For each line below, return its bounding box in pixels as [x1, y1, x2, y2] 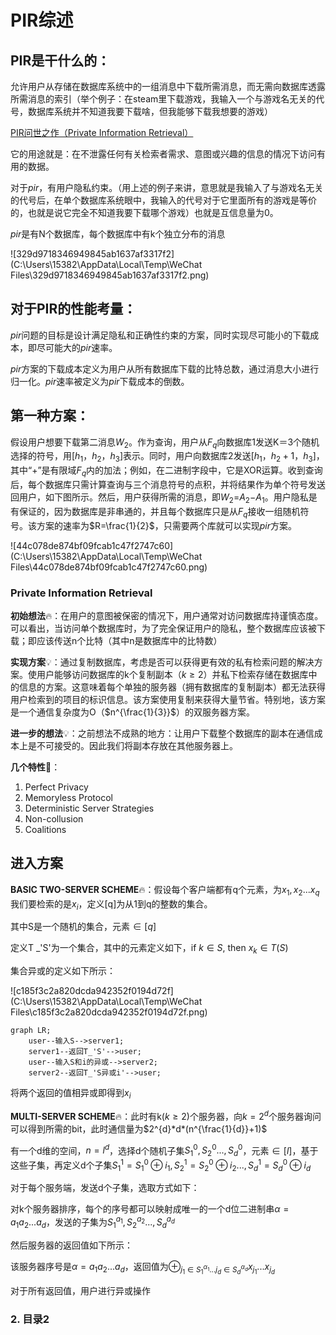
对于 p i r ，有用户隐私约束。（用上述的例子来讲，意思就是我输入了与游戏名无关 [10, 182, 324, 193]
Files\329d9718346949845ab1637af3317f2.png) [10, 269, 210, 281]
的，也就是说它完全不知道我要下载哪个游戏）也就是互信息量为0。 [10, 207, 279, 218]
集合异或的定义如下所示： [10, 965, 116, 977]
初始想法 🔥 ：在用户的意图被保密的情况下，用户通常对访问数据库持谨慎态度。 [10, 609, 324, 621]
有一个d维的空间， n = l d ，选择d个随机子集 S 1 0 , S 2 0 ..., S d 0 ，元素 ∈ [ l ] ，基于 [10, 1142, 319, 1159]
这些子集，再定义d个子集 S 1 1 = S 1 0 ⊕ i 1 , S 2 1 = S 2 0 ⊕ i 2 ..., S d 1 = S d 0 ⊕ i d [10, 1157, 312, 1173]
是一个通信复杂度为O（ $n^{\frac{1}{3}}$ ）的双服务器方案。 [10, 706, 256, 718]
